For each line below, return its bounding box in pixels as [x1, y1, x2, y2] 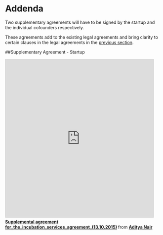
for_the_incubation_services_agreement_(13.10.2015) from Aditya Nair [5, 224, 153, 230]
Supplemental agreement [5, 219, 58, 225]
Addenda [5, 3, 43, 14]
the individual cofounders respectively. [5, 24, 84, 30]
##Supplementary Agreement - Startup [5, 49, 85, 55]
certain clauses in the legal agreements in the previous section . [5, 39, 134, 45]
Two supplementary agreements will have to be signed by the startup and [5, 19, 155, 25]
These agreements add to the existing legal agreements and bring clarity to [5, 34, 158, 40]
